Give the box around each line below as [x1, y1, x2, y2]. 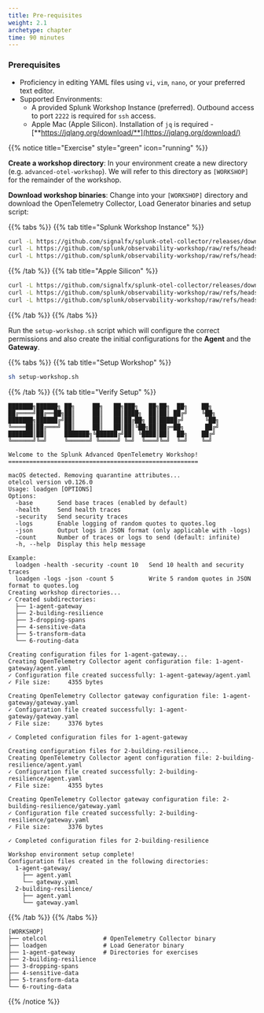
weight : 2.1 [8, 19, 47, 27]
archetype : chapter [8, 26, 72, 34]
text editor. [19, 86, 55, 95]
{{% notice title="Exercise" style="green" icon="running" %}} [8, 143, 208, 152]
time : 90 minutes [8, 33, 65, 42]
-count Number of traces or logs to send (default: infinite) [15, 533, 241, 541]
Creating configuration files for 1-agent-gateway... [8, 651, 189, 659]
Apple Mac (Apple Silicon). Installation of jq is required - [31, 119, 214, 128]
